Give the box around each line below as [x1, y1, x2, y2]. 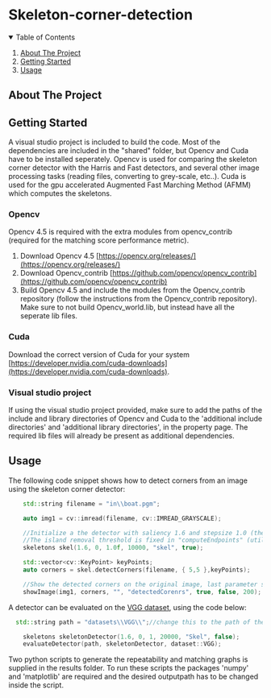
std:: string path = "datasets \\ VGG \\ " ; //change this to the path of [15, 618, 251, 626]
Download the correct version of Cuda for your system [8, 349, 190, 359]
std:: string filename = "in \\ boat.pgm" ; [23, 500, 161, 508]
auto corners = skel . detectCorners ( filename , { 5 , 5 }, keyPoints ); [23, 566, 251, 574]
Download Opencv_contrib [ [19, 268, 113, 278]
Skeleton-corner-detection [8, 6, 194, 24]
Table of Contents [15, 32, 75, 42]
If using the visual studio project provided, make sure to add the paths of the [8, 405, 263, 415]
